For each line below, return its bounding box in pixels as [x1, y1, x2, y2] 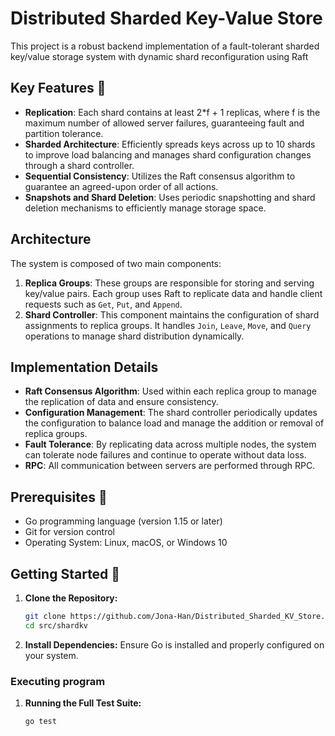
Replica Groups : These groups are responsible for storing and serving [24, 277, 315, 289]
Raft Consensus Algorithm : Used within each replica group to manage [24, 385, 317, 397]
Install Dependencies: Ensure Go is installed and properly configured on [24, 638, 325, 651]
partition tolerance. [24, 127, 104, 139]
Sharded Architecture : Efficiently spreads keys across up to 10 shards [24, 138, 316, 150]
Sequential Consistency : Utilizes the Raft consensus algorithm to [24, 170, 296, 182]
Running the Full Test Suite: [24, 697, 142, 709]
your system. [24, 649, 79, 661]
